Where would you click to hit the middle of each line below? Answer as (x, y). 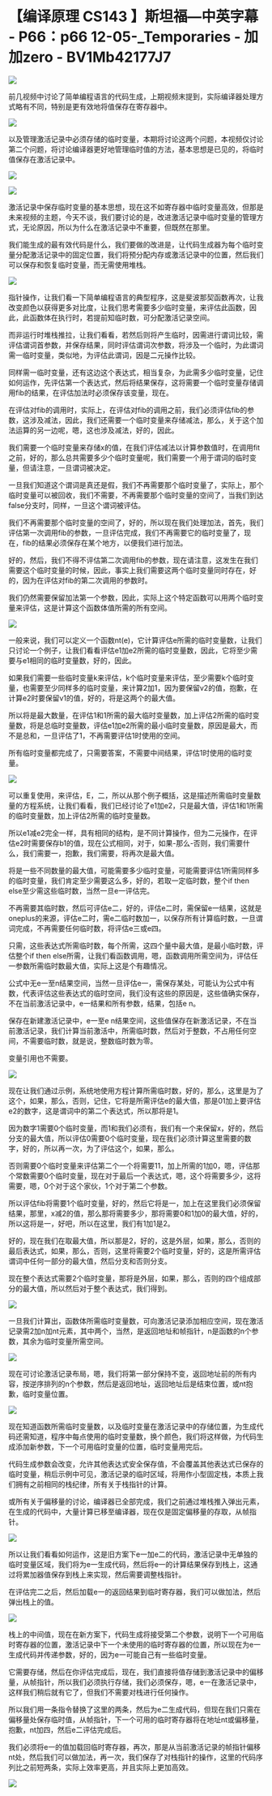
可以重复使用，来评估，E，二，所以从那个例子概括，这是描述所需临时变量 (131, 795)
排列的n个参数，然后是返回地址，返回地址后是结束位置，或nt (145, 1384)
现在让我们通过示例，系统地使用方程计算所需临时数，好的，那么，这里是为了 (136, 1090)
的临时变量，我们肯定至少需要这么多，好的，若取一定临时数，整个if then (129, 881)
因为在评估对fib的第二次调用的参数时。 (87, 580)
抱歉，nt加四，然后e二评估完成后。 (67, 1729)
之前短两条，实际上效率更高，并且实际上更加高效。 (107, 1767)
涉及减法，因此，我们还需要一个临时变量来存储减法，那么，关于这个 (143, 420)
